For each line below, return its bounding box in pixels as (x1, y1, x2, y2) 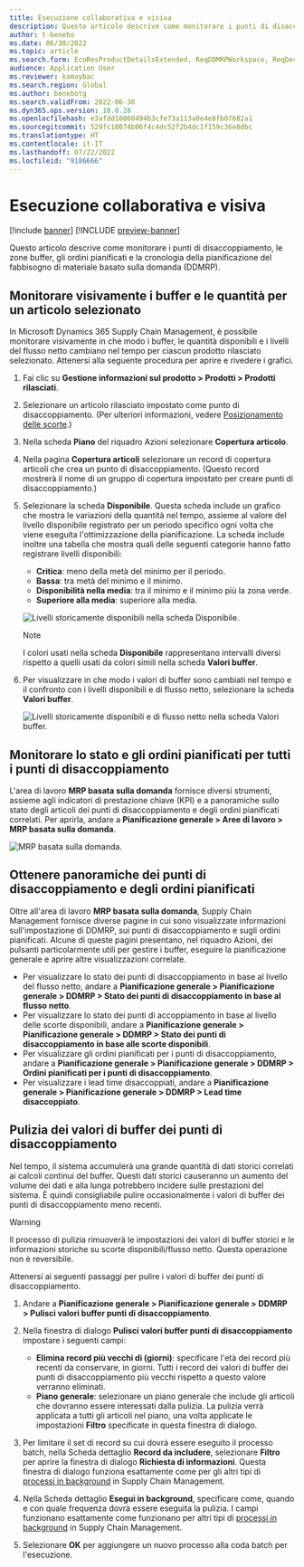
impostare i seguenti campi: (22, 1334, 127, 1345)
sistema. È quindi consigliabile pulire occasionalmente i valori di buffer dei (9, 1189, 285, 1200)
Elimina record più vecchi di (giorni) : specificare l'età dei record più (35, 1352, 291, 1363)
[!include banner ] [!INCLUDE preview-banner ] (9, 225, 181, 236)
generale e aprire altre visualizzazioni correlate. (9, 954, 187, 964)
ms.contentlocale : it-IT (9, 139, 103, 148)
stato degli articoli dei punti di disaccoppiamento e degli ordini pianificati (9, 804, 280, 815)
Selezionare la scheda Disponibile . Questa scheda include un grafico (22, 500, 281, 511)
